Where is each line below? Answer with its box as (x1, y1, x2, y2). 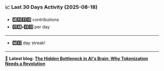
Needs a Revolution (5, 61, 45, 67)
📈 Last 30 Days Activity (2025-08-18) (5, 3, 98, 10)
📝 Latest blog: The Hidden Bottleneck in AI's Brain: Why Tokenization (5, 56, 148, 61)
